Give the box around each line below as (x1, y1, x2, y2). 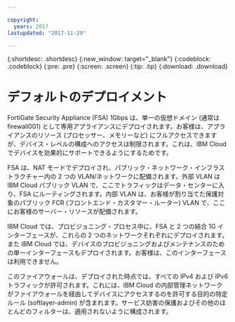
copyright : (7, 16, 39, 23)
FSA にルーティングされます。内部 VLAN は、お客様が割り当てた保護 (19, 190, 218, 199)
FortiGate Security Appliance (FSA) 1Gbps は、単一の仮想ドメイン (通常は (7, 114, 220, 122)
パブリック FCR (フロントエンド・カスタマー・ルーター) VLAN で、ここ (19, 199, 226, 207)
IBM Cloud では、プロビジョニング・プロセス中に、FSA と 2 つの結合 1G (7, 222, 216, 231)
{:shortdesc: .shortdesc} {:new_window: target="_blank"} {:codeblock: (7, 55, 212, 63)
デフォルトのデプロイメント (7, 89, 168, 105)
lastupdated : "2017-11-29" (7, 29, 86, 36)
